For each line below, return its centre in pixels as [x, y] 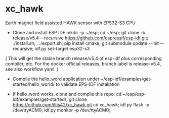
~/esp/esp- [135, 94]
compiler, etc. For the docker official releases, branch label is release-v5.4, [83, 64]
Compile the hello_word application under [56, 79]
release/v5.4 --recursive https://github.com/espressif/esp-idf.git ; [80, 38]
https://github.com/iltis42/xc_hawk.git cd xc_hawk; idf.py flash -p [81, 104]
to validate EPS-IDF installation [88, 84]
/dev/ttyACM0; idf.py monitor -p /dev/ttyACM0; [61, 110]
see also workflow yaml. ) [32, 69]
